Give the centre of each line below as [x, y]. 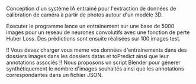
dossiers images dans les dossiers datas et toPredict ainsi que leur [87, 56]
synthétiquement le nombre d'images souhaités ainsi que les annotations [95, 69]
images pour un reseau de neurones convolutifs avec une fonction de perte [98, 32]
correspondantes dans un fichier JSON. [54, 75]
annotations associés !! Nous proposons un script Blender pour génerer [93, 62]
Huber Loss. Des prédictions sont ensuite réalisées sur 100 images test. [93, 38]
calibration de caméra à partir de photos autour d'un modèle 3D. [85, 15]
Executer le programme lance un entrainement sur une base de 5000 [90, 26]
